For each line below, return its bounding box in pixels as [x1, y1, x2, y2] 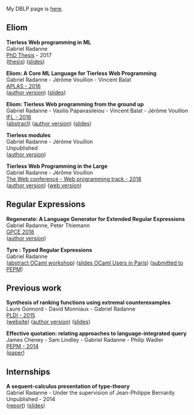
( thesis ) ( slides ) [6, 57, 45, 65]
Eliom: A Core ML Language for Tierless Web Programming [6, 69, 157, 77]
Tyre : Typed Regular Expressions [6, 246, 92, 253]
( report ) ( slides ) [6, 402, 45, 410]
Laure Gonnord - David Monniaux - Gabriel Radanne [6, 305, 136, 313]
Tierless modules [6, 131, 51, 138]
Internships [6, 367, 51, 377]
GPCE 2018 [6, 228, 34, 235]
